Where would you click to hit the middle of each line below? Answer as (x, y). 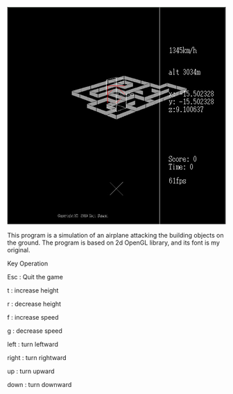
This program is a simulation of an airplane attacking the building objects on (115, 235)
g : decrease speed (35, 331)
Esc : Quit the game (35, 277)
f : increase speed (33, 317)
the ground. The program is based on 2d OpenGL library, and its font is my (114, 243)
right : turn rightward (37, 357)
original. (19, 249)
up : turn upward (31, 371)
